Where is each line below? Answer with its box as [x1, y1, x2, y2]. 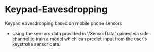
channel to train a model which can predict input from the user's [12, 36, 147, 42]
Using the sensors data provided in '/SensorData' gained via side [12, 30, 149, 36]
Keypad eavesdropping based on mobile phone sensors [5, 20, 122, 27]
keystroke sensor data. [12, 41, 61, 47]
